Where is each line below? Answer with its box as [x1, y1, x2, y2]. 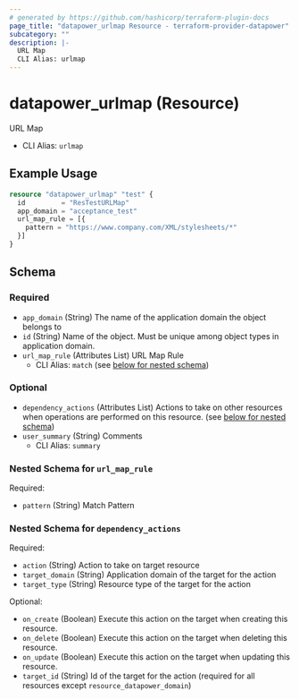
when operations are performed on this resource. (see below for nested [21, 411, 287, 422]
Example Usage [9, 166, 98, 182]
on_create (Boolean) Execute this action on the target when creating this [21, 614, 288, 625]
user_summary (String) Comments [21, 430, 143, 441]
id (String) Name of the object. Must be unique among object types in [21, 330, 279, 341]
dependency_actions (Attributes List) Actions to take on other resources [21, 402, 283, 413]
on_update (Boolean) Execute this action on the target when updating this [21, 652, 290, 662]
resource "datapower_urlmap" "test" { [9, 190, 154, 199]
